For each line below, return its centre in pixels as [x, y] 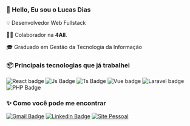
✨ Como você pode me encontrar [56, 103]
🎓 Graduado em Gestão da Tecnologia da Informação [74, 47]
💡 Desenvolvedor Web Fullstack [46, 23]
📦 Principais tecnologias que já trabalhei [68, 65]
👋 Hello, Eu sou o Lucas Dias [49, 10]
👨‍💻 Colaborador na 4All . [37, 35]
